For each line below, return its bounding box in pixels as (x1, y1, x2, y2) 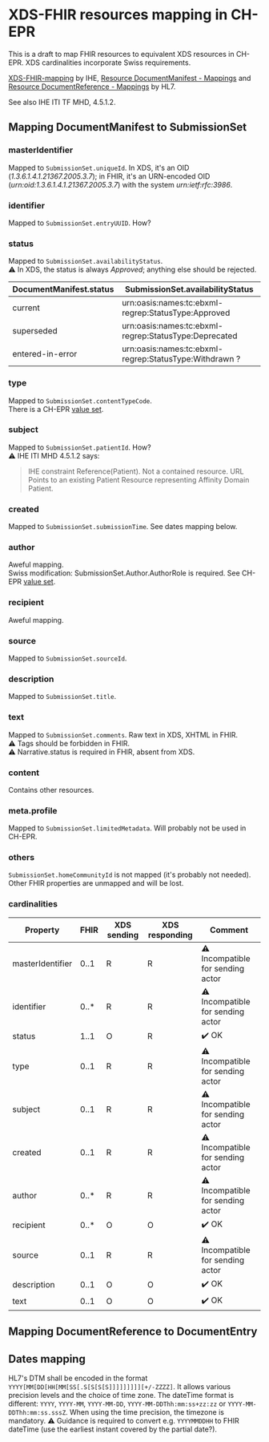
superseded (12, 325, 58, 337)
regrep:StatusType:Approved (121, 307, 231, 318)
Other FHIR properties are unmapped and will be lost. (8, 879, 184, 888)
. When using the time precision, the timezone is (65, 1407, 224, 1416)
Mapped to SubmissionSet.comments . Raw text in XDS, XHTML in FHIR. (8, 729, 239, 739)
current (12, 302, 40, 313)
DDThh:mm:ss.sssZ (8, 1408, 66, 1416)
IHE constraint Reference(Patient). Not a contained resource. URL (27, 467, 244, 476)
